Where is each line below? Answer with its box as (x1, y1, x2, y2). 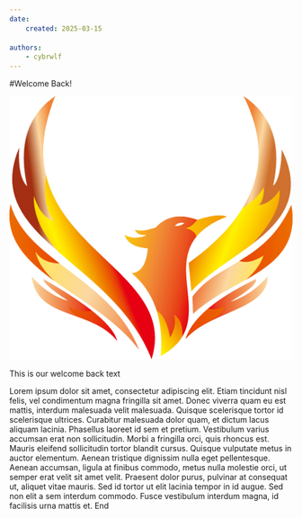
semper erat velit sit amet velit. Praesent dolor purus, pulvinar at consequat (9, 472, 288, 483)
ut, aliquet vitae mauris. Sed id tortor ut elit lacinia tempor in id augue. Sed (9, 481, 284, 492)
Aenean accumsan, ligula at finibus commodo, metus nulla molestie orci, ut (9, 462, 288, 473)
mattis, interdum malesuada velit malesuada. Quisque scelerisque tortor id (9, 405, 284, 415)
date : (9, 14, 30, 23)
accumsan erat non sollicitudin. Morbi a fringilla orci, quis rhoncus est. (9, 433, 270, 444)
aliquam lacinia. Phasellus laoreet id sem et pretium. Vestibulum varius (9, 424, 270, 435)
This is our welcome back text (9, 369, 121, 380)
